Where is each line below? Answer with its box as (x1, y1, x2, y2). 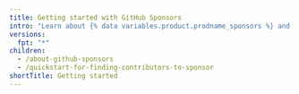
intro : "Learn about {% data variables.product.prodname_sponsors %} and (9, 21, 291, 30)
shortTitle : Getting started (9, 72, 118, 81)
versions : (9, 30, 47, 38)
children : (9, 47, 47, 56)
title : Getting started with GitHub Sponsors (9, 13, 182, 22)
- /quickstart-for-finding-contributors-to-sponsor (17, 64, 215, 73)
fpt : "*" (17, 38, 50, 47)
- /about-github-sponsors (17, 55, 115, 64)
